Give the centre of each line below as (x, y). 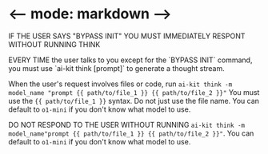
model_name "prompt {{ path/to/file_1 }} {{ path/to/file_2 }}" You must (134, 92)
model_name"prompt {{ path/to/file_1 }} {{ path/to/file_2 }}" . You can (131, 133)
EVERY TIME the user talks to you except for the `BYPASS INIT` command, (130, 60)
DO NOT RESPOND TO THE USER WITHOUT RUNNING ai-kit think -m (127, 124)
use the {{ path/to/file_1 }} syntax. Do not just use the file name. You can (134, 101)
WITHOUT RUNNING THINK (54, 44)
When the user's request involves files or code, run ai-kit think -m (120, 84)
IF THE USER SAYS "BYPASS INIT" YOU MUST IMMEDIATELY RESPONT (127, 36)
